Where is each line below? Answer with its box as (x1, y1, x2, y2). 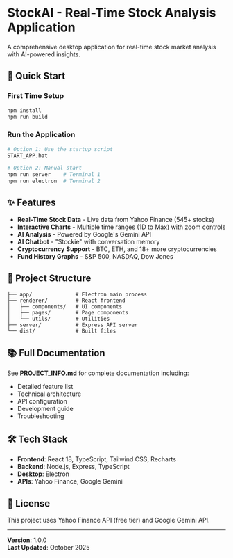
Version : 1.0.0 (7, 536, 47, 544)
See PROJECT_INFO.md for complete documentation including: (7, 369, 189, 377)
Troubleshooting (17, 412, 64, 420)
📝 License (7, 497, 51, 509)
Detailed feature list (17, 383, 74, 391)
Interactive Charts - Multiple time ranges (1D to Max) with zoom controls (17, 223, 226, 231)
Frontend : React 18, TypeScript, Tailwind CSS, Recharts (17, 455, 177, 463)
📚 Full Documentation (7, 347, 105, 359)
